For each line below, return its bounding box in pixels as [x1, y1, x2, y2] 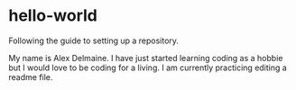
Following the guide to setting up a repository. [8, 35, 180, 46]
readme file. [8, 71, 53, 82]
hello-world [8, 5, 98, 26]
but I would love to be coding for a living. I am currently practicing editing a [8, 62, 288, 73]
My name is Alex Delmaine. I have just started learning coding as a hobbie [8, 52, 283, 63]
